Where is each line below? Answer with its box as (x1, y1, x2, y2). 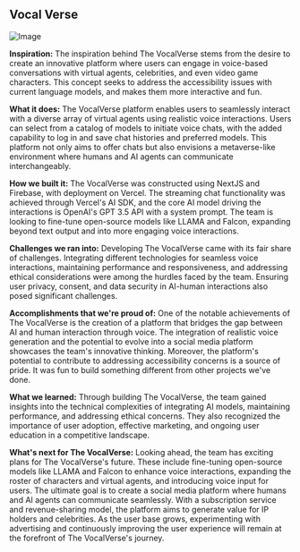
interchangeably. (9, 160, 72, 171)
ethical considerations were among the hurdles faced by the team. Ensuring (9, 271, 289, 282)
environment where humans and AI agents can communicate (9, 151, 235, 162)
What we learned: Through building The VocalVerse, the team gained (9, 391, 267, 402)
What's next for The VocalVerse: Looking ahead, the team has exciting (9, 446, 274, 457)
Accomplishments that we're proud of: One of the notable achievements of (9, 308, 291, 318)
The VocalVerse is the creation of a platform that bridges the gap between (9, 317, 284, 327)
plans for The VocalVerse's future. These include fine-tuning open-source (9, 456, 283, 467)
